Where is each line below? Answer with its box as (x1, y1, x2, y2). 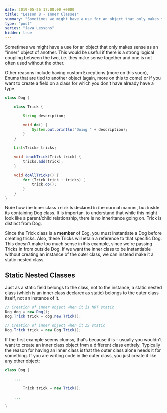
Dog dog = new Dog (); (5, 309, 50, 314)
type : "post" (5, 21, 32, 26)
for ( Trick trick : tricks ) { (23, 177, 85, 182)
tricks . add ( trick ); (23, 159, 64, 164)
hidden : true (5, 30, 32, 35)
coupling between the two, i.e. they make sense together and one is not (5, 55, 152, 60)
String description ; (23, 113, 66, 118)
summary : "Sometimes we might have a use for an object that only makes (5, 16, 159, 21)
